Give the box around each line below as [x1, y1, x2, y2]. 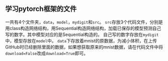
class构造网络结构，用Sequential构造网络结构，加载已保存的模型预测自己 [9, 25, 161, 31]
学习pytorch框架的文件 [5, 4, 77, 13]
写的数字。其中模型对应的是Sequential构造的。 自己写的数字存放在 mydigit [5, 31, 159, 37]
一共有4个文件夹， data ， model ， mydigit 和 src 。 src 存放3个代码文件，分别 [5, 19, 159, 25]
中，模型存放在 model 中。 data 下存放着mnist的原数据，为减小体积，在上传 [5, 37, 157, 43]
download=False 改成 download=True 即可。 [5, 50, 89, 56]
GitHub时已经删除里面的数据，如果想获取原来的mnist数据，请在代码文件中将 [5, 44, 163, 50]
